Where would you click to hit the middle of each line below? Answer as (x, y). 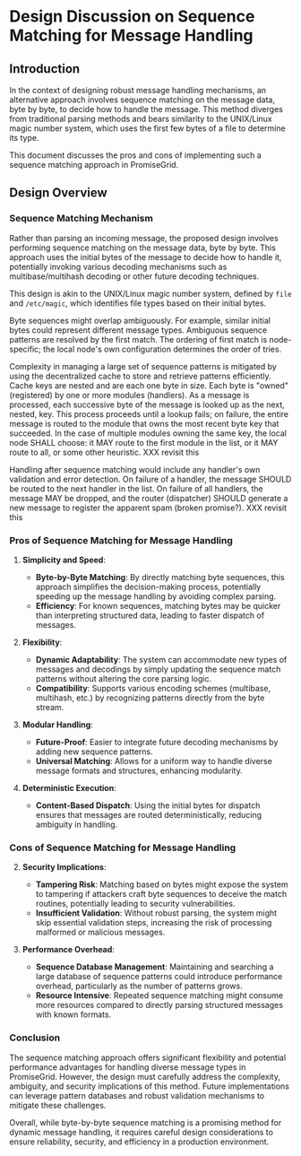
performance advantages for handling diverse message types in (128, 1067)
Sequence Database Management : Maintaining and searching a (155, 967)
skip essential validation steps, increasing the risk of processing (154, 923)
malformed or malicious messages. (100, 932)
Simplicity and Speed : (64, 560)
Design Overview (58, 193)
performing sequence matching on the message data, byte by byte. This (142, 248)
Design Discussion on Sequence (132, 17)
